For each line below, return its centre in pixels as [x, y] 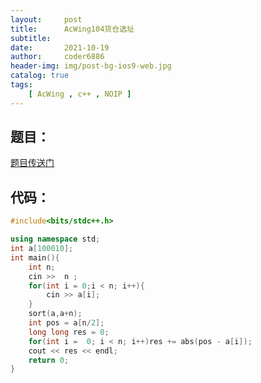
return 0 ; [49, 360]
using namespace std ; [55, 239]
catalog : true [40, 76]
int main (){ [35, 257]
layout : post [46, 19]
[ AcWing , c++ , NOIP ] [80, 94]
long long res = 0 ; [69, 332]
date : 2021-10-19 [60, 47]
